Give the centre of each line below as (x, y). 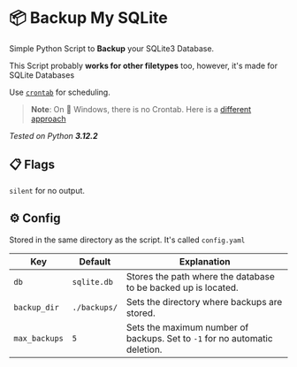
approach (48, 119)
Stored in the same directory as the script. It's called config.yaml (127, 240)
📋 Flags (32, 165)
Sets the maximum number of (187, 327)
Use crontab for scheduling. (60, 92)
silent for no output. (47, 190)
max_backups (39, 338)
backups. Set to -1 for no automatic (199, 338)
